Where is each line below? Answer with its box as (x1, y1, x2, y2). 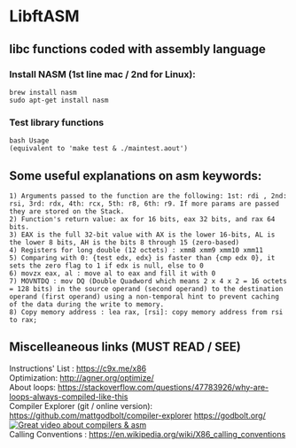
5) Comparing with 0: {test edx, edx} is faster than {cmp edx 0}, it (9, 253, 276, 262)
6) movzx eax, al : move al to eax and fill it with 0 (9, 268, 216, 278)
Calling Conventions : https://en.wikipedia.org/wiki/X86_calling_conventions (9, 429, 286, 439)
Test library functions (9, 116, 105, 128)
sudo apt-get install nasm (9, 96, 109, 104)
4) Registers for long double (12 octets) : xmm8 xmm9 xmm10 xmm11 (9, 245, 264, 254)
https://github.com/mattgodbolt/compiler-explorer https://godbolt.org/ (9, 410, 266, 421)
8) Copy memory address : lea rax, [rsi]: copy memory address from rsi (9, 307, 284, 316)
